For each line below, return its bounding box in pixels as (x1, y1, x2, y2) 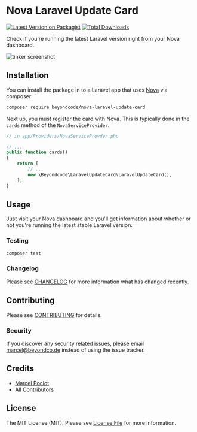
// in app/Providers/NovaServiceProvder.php (6, 133, 119, 139)
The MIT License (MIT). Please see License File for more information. (6, 419, 176, 426)
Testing (6, 237, 29, 245)
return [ (17, 161, 39, 167)
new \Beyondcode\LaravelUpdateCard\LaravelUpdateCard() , (27, 171, 172, 177)
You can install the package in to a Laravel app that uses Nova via (6, 86, 168, 93)
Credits (6, 364, 35, 374)
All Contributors (14, 386, 54, 393)
